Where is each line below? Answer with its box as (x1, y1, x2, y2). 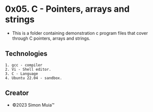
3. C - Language (5, 71, 38, 76)
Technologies (5, 50, 48, 58)
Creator (5, 89, 29, 97)
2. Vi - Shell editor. (5, 67, 51, 72)
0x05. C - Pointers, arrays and (5, 3, 130, 15)
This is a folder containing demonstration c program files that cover (12, 30, 148, 36)
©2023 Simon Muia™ (12, 102, 55, 108)
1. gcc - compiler (5, 62, 43, 67)
